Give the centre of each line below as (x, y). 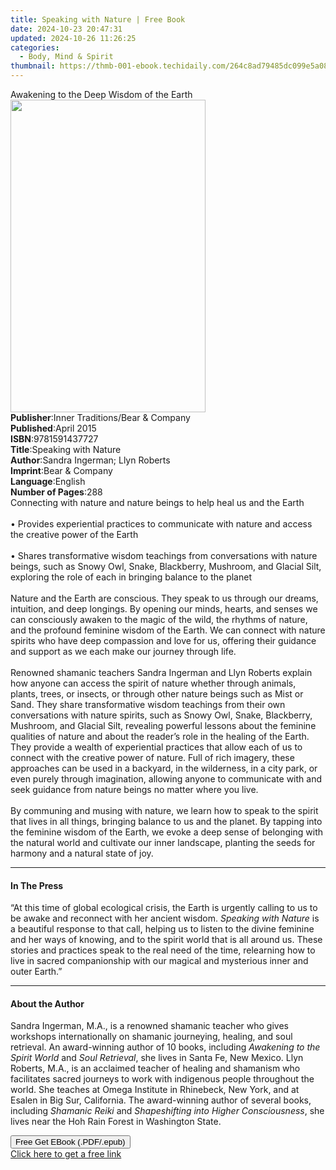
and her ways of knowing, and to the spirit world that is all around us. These (166, 940)
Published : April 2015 (53, 428)
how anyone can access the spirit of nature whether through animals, (153, 683)
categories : (35, 47)
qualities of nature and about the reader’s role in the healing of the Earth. (160, 736)
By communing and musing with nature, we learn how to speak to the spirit (164, 810)
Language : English (48, 481)
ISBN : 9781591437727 (54, 439)
